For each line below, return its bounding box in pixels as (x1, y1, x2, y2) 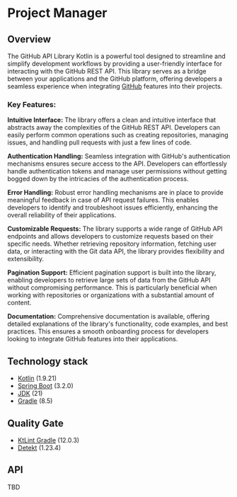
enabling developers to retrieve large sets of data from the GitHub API (7, 276, 211, 285)
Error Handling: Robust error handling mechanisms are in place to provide (7, 188, 224, 197)
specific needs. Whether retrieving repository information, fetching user (7, 239, 217, 248)
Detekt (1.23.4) (17, 443, 62, 452)
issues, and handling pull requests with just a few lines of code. (7, 138, 192, 147)
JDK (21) (17, 389, 43, 398)
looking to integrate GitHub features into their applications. (7, 335, 178, 343)
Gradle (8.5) (17, 396, 53, 405)
